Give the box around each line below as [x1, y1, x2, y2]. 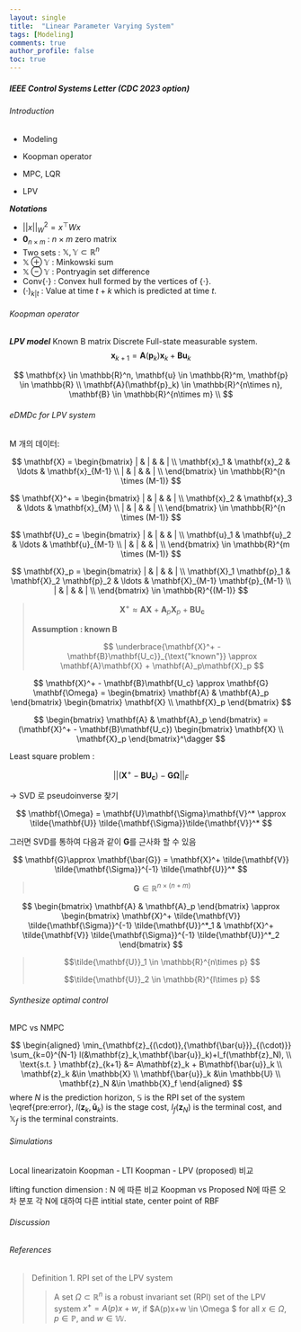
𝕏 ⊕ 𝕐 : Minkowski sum [22, 257, 114, 268]
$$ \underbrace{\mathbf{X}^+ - [102, 640, 222, 652]
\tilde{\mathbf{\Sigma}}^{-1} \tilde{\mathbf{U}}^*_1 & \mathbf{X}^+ [28, 920, 274, 931]
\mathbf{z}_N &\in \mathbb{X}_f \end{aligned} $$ [59, 1078, 243, 1089]
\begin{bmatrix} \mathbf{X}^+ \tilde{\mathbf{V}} [61, 910, 241, 922]
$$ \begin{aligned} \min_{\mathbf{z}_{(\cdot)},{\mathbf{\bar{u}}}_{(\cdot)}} [10, 1040, 292, 1050]
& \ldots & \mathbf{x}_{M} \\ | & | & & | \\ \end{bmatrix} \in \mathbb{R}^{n [16, 503, 286, 514]
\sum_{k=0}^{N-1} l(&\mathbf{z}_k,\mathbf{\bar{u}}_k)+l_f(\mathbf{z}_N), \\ [10, 1050, 292, 1060]
